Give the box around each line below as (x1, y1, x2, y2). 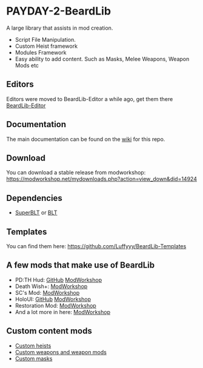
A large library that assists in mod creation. (6, 24, 113, 31)
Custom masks (15, 355, 53, 362)
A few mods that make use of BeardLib (6, 260, 155, 271)
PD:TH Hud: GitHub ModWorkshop (15, 276, 102, 283)
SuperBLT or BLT (15, 209, 58, 216)
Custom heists (15, 342, 52, 349)
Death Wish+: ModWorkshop (15, 283, 88, 290)
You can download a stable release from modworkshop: (6, 169, 146, 176)
